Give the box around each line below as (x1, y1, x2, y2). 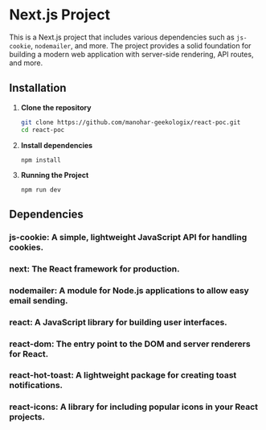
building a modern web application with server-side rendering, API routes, (9, 49, 254, 59)
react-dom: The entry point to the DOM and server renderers (9, 338, 252, 349)
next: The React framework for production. (9, 263, 180, 275)
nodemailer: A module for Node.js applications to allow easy (9, 284, 250, 296)
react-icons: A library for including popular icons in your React (9, 401, 258, 412)
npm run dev (20, 185, 61, 194)
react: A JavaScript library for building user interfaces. (9, 316, 227, 328)
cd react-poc (20, 126, 65, 134)
